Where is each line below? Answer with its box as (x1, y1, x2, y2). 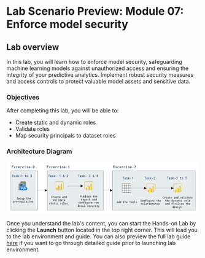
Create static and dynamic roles (15, 119, 96, 127)
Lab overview (6, 42, 60, 52)
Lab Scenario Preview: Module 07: (6, 4, 184, 18)
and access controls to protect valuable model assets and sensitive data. (6, 78, 191, 85)
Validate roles (15, 125, 50, 133)
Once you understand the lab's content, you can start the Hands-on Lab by (6, 219, 196, 227)
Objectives (6, 93, 40, 101)
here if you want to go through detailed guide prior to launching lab (6, 239, 176, 246)
